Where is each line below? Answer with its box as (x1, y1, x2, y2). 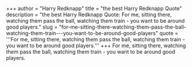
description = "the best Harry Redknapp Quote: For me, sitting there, (6, 11, 172, 18)
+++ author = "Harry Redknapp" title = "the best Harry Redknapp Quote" (6, 5, 183, 12)
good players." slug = (6, 23, 58, 30)
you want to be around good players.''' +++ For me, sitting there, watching (6, 42, 186, 49)
